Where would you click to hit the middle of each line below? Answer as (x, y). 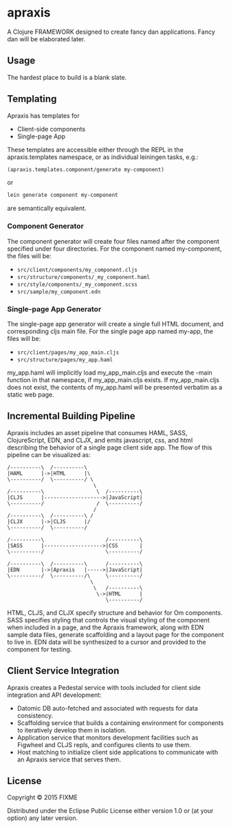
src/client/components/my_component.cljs (77, 270)
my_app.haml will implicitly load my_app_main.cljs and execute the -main (110, 372)
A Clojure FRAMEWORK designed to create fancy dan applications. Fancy (111, 32)
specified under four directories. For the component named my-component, (114, 249)
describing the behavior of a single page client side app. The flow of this (110, 447)
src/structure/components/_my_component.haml (83, 277)
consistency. (35, 715)
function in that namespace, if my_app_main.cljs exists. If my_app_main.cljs (113, 379)
